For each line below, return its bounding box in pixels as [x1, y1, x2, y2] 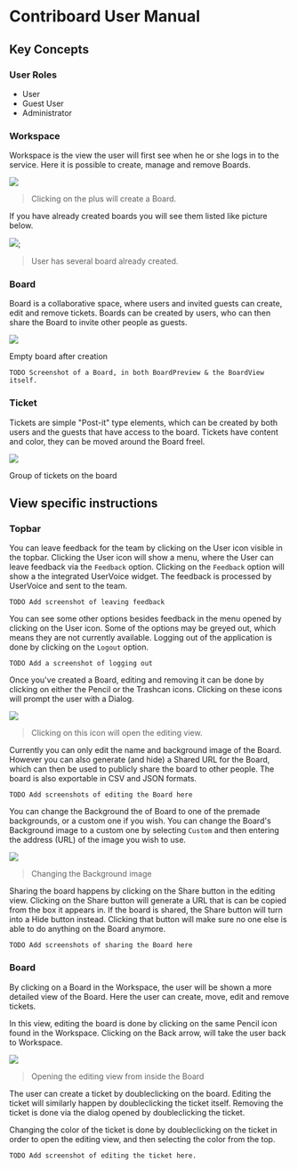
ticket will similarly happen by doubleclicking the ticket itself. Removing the [9, 1098, 284, 1108]
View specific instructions [9, 496, 158, 511]
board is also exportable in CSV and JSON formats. [9, 773, 197, 784]
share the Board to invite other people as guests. [9, 317, 189, 328]
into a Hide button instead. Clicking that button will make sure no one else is [9, 914, 287, 925]
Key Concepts [9, 42, 89, 57]
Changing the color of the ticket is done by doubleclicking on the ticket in [9, 1124, 278, 1135]
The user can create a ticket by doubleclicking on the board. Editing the [9, 1088, 271, 1099]
